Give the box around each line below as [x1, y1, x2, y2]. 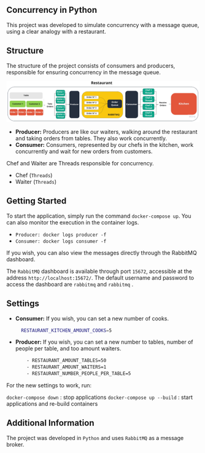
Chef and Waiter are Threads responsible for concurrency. [6, 159, 154, 167]
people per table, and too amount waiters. [15, 345, 122, 352]
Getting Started [6, 196, 67, 207]
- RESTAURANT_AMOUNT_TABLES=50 [26, 358, 107, 364]
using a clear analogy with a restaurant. [6, 28, 106, 35]
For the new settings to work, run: [6, 382, 92, 389]
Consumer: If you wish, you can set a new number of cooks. [15, 315, 169, 322]
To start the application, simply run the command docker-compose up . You [6, 212, 191, 219]
